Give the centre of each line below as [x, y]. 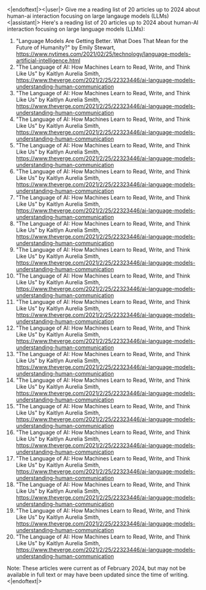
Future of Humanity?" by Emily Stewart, [66, 47]
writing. [179, 575]
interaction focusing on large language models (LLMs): [76, 29]
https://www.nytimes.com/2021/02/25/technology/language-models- [103, 54]
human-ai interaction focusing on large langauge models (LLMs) [88, 16]
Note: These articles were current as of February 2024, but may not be [97, 568]
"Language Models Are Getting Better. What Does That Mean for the [102, 41]
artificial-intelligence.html [48, 60]
